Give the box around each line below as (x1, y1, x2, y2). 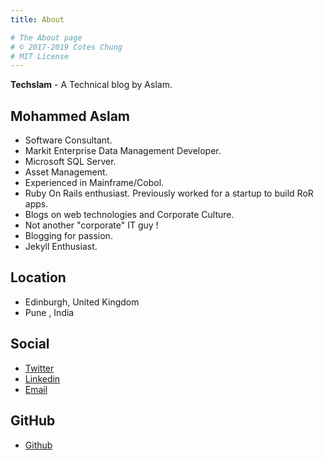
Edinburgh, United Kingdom (24, 296, 140, 308)
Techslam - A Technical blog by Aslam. (10, 79, 173, 91)
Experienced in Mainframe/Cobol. (24, 177, 165, 189)
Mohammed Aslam (10, 107, 131, 125)
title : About (10, 14, 65, 25)
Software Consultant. (24, 134, 113, 146)
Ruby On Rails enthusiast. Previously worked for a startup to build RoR (24, 187, 314, 200)
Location (10, 269, 67, 286)
